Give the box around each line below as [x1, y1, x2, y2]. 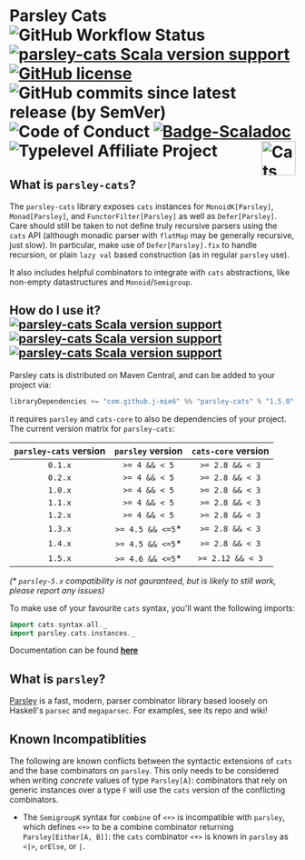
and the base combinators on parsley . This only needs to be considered [9, 765, 280, 776]
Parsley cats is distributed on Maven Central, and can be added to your [9, 369, 275, 380]
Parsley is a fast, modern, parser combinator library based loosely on [9, 695, 268, 706]
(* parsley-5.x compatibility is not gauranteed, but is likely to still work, [9, 575, 277, 586]
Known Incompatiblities [9, 731, 147, 746]
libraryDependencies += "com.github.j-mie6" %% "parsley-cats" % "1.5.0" [9, 396, 295, 405]
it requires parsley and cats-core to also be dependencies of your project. [9, 413, 288, 424]
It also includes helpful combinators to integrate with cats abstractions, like [9, 267, 290, 277]
